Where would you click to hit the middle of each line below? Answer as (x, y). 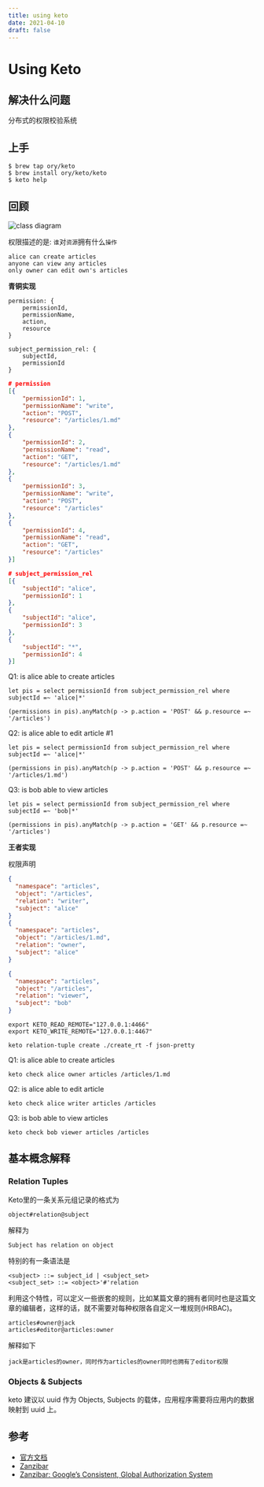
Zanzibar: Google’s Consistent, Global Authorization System (116, 1474)
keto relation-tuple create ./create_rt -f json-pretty (101, 1045)
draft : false (29, 30)
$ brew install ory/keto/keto (58, 173)
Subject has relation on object (61, 1245)
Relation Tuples (38, 1181)
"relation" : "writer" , (52, 901)
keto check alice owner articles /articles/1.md (89, 1074)
